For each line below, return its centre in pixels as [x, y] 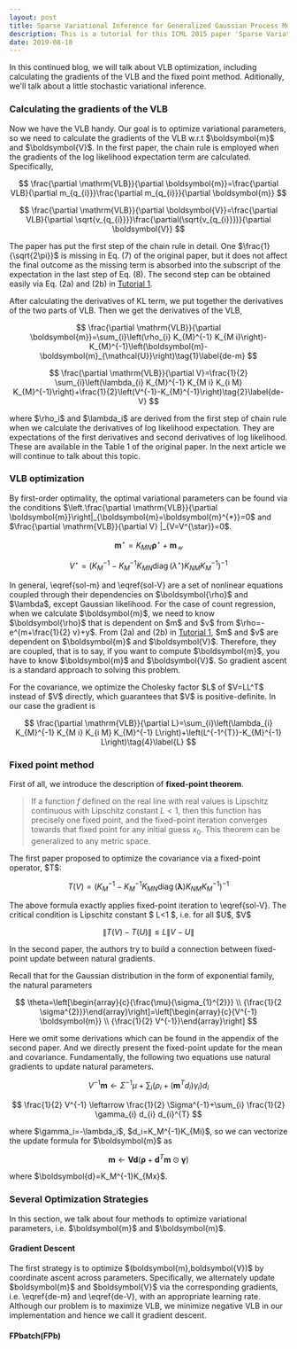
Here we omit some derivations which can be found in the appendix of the [144, 1039]
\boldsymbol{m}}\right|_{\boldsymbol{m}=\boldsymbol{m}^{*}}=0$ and [140, 517]
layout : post [33, 17]
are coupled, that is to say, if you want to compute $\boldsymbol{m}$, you [145, 651]
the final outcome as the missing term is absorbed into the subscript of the [145, 265]
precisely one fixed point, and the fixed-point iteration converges [149, 820]
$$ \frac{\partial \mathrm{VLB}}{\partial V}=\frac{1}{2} [148, 372]
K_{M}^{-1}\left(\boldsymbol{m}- [148, 346]
